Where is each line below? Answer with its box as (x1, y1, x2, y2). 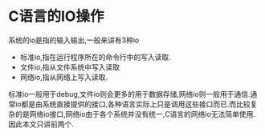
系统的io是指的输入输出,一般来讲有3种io (8, 35, 140, 45)
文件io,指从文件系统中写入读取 (19, 62, 120, 72)
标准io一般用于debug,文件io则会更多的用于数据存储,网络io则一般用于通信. (8, 89, 251, 98)
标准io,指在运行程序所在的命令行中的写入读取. (19, 52, 171, 62)
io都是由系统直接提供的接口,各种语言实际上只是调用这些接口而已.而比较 (14, 99, 251, 109)
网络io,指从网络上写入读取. (19, 72, 108, 82)
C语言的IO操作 (8, 7, 104, 26)
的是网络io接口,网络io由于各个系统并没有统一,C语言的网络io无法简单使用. (14, 109, 255, 118)
